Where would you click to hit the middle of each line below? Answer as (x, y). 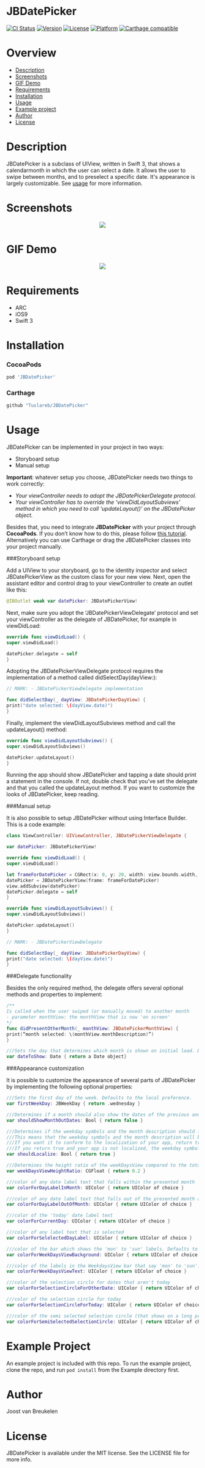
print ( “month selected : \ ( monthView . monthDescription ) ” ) (80, 1034)
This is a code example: (36, 824)
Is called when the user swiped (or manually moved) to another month (98, 1012)
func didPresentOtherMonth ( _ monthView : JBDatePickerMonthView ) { (92, 1028)
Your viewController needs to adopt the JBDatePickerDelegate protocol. (106, 496)
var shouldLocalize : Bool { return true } (61, 1154)
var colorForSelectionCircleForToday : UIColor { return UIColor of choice (103, 1305)
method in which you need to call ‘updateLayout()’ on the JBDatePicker (105, 509)
